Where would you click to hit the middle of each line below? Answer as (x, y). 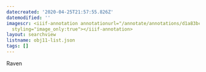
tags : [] (17, 46)
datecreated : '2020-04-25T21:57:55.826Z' (60, 12)
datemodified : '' (29, 18)
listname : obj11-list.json (41, 40)
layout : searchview (31, 35)
